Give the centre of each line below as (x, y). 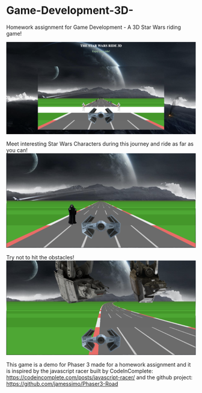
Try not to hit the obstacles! (40, 257)
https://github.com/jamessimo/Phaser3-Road (62, 383)
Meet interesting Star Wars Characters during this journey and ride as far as (100, 144)
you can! (17, 150)
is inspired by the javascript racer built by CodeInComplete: (80, 371)
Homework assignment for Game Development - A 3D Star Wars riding (94, 27)
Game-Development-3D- (70, 11)
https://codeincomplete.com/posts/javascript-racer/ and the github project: (99, 377)
